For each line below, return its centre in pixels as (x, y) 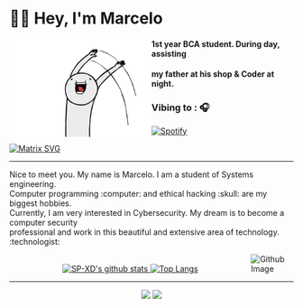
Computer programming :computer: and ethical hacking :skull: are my (138, 193)
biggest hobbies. (41, 203)
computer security (44, 222)
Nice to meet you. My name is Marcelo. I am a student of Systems (132, 174)
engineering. (33, 183)
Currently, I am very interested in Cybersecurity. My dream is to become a (147, 212)
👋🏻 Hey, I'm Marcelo (86, 19)
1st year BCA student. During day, (216, 43)
